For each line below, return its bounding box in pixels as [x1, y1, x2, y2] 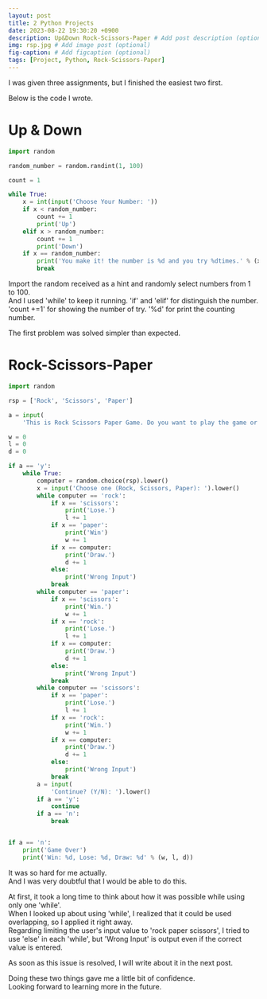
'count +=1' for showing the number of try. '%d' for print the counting [8, 304, 236, 314]
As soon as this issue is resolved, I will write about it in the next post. [8, 958, 233, 967]
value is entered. [8, 942, 63, 952]
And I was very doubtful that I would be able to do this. [8, 876, 188, 886]
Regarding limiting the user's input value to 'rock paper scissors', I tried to [8, 925, 250, 935]
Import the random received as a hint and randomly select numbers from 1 [8, 279, 251, 289]
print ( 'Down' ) [37, 242, 83, 251]
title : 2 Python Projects [8, 19, 94, 27]
